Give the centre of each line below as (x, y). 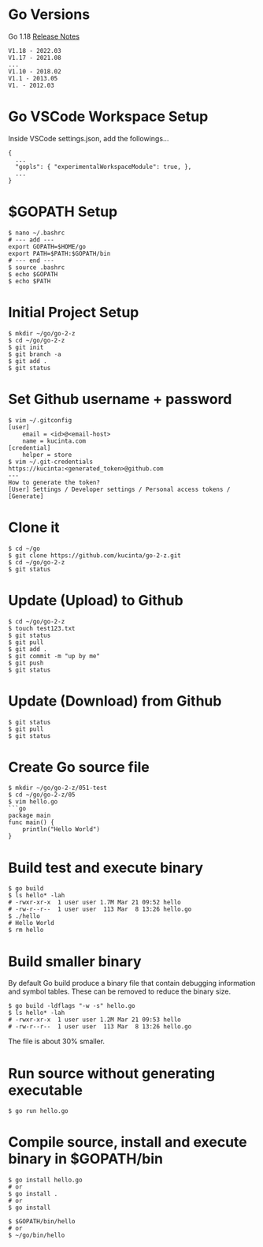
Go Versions (49, 15)
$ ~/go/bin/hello (37, 1236)
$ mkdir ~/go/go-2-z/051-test (58, 788)
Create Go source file (79, 767)
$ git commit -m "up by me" (54, 656)
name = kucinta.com (54, 441)
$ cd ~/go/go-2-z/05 (42, 795)
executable (45, 1090)
